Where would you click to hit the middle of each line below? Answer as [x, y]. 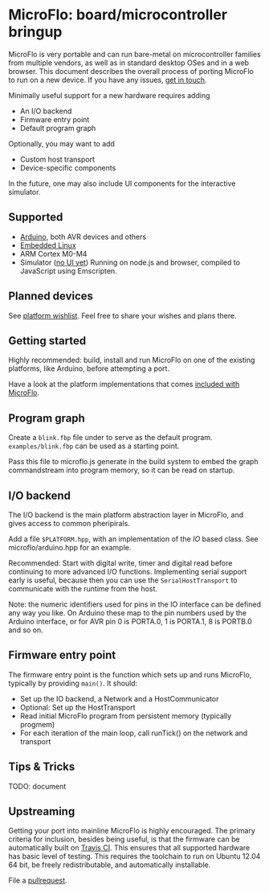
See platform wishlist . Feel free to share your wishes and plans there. [122, 315]
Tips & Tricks [42, 767]
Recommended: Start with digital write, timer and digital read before [120, 563]
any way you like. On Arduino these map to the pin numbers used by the [128, 613]
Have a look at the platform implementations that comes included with [124, 385]
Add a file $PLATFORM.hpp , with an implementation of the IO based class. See [133, 539]
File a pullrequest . [38, 881]
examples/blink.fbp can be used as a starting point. [94, 446]
